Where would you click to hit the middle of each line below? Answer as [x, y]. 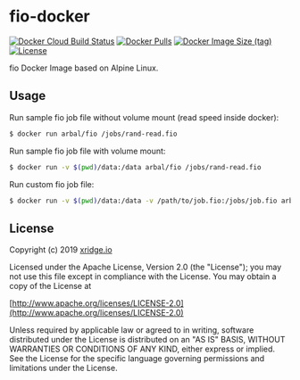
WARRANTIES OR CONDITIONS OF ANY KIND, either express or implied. [142, 349]
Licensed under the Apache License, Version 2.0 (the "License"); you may [146, 267]
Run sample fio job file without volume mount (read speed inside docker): [144, 117]
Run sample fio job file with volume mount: [87, 151]
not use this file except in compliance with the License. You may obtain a [143, 277]
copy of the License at [50, 286]
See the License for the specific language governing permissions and [137, 359]
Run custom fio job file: [52, 184]
